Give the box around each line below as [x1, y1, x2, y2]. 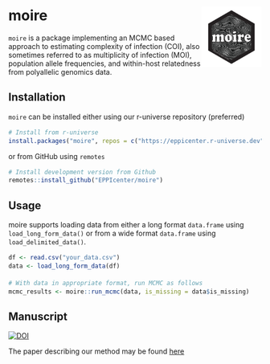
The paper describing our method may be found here [8, 346, 185, 356]
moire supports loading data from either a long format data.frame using [8, 220, 244, 230]
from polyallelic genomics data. [8, 67, 112, 76]
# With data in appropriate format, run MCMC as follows [8, 279, 203, 287]
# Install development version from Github [8, 168, 157, 176]
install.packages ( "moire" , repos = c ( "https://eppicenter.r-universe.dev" [8, 137, 264, 145]
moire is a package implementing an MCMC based [8, 33, 175, 43]
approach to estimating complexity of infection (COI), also [8, 41, 200, 51]
